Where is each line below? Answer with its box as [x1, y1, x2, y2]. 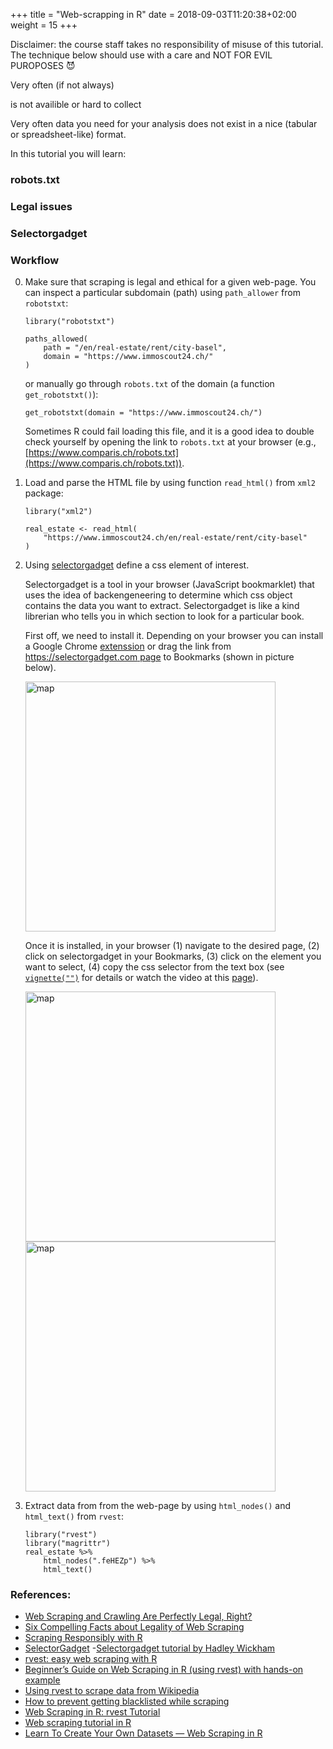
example [24, 1674, 61, 1686]
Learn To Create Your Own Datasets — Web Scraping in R [24, 1727, 263, 1739]
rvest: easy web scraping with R [24, 1653, 158, 1665]
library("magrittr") [24, 1539, 111, 1549]
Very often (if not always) [10, 79, 115, 91]
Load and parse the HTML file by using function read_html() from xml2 [24, 477, 316, 489]
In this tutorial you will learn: [10, 148, 127, 159]
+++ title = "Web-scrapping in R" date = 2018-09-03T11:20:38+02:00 [10, 9, 297, 20]
